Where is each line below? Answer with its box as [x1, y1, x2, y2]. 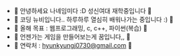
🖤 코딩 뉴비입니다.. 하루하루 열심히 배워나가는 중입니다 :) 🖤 [13, 15, 174, 24]
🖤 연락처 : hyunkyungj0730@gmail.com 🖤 [13, 41, 132, 49]
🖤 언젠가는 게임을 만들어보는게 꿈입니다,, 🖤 [13, 32, 131, 41]
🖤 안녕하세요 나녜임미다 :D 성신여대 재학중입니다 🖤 [13, 7, 152, 15]
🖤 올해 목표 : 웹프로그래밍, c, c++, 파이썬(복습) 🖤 [13, 24, 148, 32]
